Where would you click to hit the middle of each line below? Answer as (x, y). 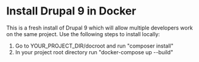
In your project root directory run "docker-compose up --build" (94, 52)
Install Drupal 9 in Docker (71, 11)
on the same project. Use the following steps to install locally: (83, 34)
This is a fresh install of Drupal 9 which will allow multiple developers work (100, 28)
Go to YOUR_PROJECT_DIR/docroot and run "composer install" (94, 46)
